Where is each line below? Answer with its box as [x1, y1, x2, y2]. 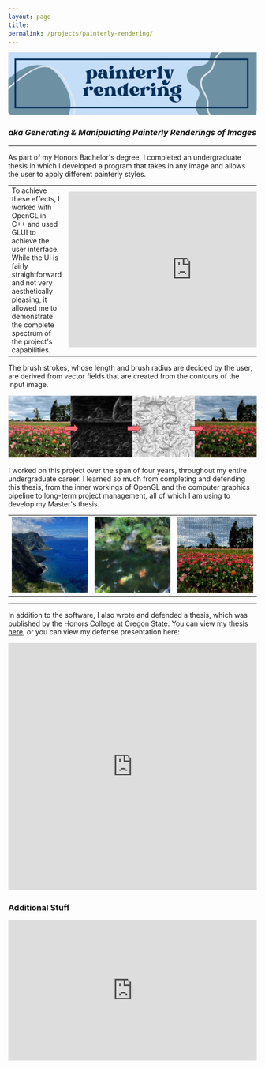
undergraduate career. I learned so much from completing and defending [8, 474, 246, 484]
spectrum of [11, 329, 51, 338]
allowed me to [11, 303, 58, 313]
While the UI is [11, 253, 59, 262]
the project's [11, 337, 53, 347]
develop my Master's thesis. [8, 499, 100, 509]
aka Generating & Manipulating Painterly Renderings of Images [8, 127, 257, 138]
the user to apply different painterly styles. [8, 169, 147, 179]
